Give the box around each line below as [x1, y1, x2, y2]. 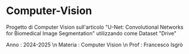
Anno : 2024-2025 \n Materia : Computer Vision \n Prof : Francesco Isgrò [6, 41, 183, 48]
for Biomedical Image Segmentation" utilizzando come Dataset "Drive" [6, 29, 177, 36]
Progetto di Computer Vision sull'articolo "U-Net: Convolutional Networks [6, 23, 184, 31]
